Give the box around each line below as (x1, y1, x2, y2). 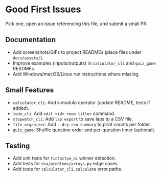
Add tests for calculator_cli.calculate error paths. (12, 166, 123, 172)
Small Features (5, 86, 54, 94)
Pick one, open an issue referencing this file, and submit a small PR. (5, 21, 148, 27)
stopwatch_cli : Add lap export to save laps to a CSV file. (12, 115, 133, 122)
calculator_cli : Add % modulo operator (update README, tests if (12, 99, 150, 106)
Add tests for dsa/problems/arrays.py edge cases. (12, 161, 119, 167)
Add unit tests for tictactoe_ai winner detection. (12, 155, 116, 161)
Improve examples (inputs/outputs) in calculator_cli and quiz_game (12, 60, 156, 66)
